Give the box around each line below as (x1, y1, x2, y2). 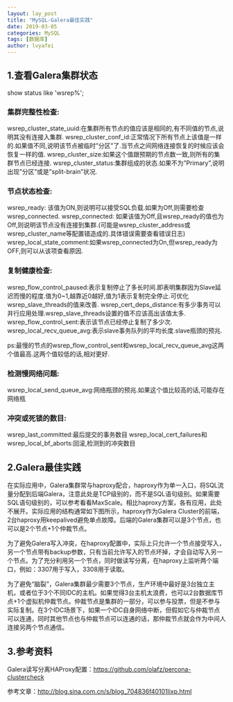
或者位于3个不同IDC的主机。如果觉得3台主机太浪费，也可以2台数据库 (19, 588, 217, 597)
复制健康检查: (7, 266, 53, 276)
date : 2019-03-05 (7, 23, 58, 30)
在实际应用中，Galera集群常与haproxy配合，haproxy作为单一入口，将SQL (7, 481, 218, 489)
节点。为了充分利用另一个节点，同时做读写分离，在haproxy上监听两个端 (12, 556, 219, 565)
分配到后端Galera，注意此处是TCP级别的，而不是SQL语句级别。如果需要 (12, 490, 221, 498)
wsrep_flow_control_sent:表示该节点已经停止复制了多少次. (7, 317, 173, 326)
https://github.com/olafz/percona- (93, 665, 191, 673)
